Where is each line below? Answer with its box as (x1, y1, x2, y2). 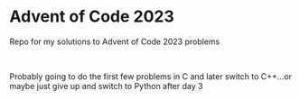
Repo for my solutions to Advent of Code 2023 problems (9, 36, 220, 47)
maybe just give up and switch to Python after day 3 (9, 80, 203, 91)
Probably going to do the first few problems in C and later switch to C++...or (9, 70, 292, 82)
